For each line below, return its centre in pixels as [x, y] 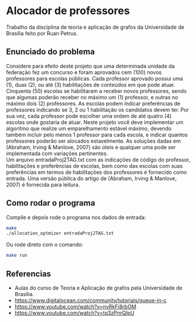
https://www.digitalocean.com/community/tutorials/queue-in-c [91, 300]
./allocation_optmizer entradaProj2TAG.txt [60, 233]
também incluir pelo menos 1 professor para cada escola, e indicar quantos [97, 135]
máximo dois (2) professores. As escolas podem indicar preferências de [93, 103]
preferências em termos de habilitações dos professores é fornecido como [97, 172]
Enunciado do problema [50, 52]
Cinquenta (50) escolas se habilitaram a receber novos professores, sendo [96, 91]
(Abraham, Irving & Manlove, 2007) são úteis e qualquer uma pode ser [91, 147]
